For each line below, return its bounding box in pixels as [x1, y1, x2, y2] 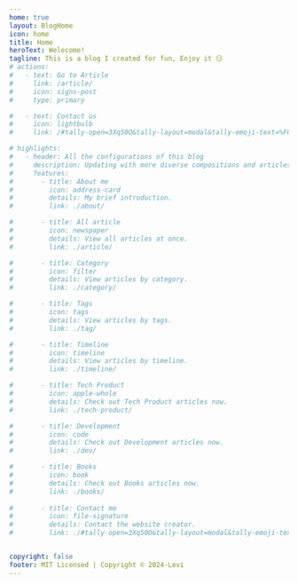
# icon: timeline [9, 348, 105, 358]
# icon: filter [9, 267, 98, 276]
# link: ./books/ [9, 487, 105, 496]
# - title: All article [9, 218, 122, 227]
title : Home [9, 37, 53, 47]
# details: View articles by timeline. [9, 357, 189, 366]
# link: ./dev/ [9, 446, 98, 455]
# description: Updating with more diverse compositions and [9, 161, 255, 169]
